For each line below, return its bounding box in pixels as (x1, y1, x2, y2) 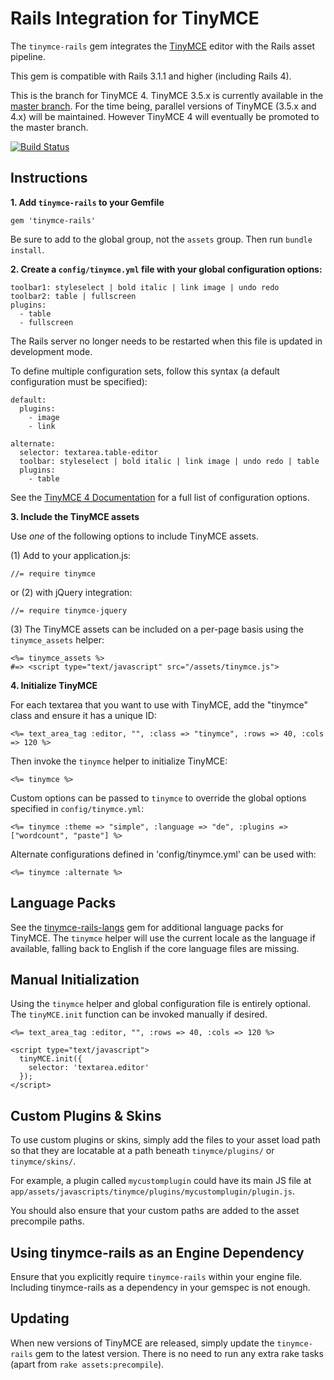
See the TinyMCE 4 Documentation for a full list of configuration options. (10, 491, 310, 503)
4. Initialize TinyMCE (10, 679, 98, 691)
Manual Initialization (10, 971, 140, 988)
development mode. (10, 345, 93, 357)
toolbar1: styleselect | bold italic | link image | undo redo (10, 282, 280, 292)
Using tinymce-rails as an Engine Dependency (10, 1244, 305, 1261)
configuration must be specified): (10, 375, 148, 387)
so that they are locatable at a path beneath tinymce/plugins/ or (10, 1145, 275, 1157)
